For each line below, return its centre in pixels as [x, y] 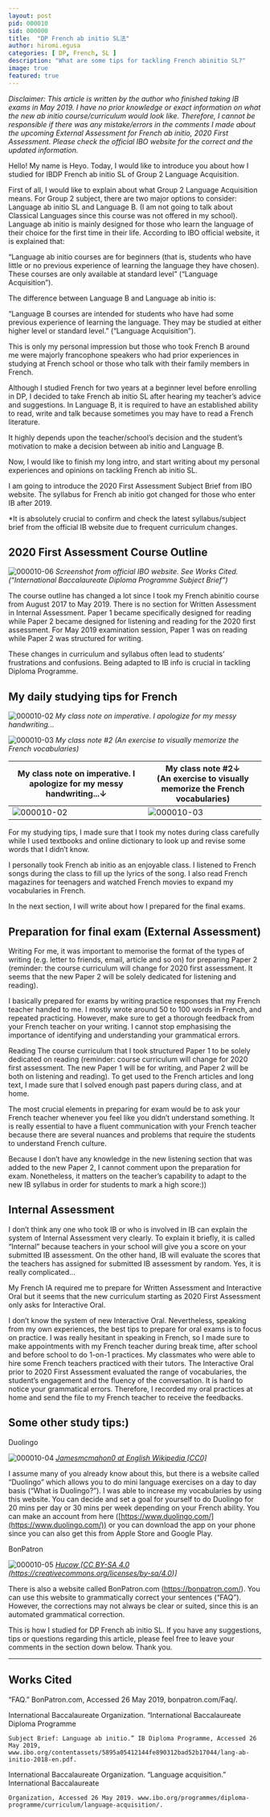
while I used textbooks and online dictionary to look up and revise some [127, 841]
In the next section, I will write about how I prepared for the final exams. [127, 906]
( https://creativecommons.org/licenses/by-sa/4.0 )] [93, 1573]
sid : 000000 [28, 31]
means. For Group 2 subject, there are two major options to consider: [123, 198]
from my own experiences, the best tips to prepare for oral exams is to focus [135, 1329]
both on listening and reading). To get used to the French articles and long [131, 1077]
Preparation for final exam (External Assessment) [135, 931]
